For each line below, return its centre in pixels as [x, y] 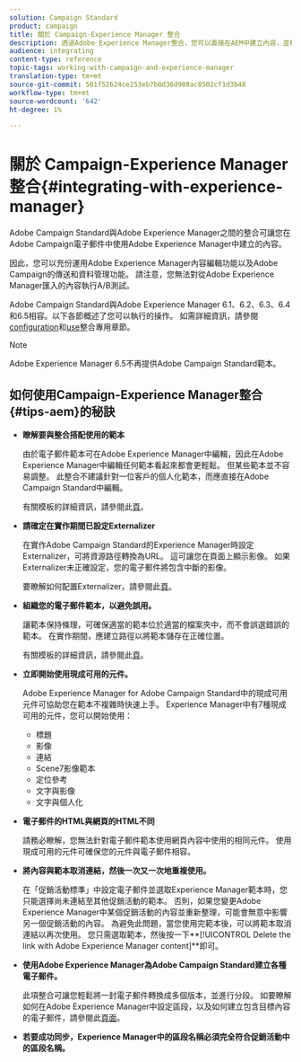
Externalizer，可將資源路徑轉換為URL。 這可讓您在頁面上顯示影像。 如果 [156, 556]
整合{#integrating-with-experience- [146, 187]
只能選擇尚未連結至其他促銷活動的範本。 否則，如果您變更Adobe [142, 901]
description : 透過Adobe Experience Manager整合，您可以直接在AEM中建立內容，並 [150, 43]
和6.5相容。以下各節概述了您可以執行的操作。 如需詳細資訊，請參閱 [134, 316]
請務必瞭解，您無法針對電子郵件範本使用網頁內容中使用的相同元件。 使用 [157, 840]
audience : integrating [52, 51]
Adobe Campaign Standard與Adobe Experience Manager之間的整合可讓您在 [150, 233]
